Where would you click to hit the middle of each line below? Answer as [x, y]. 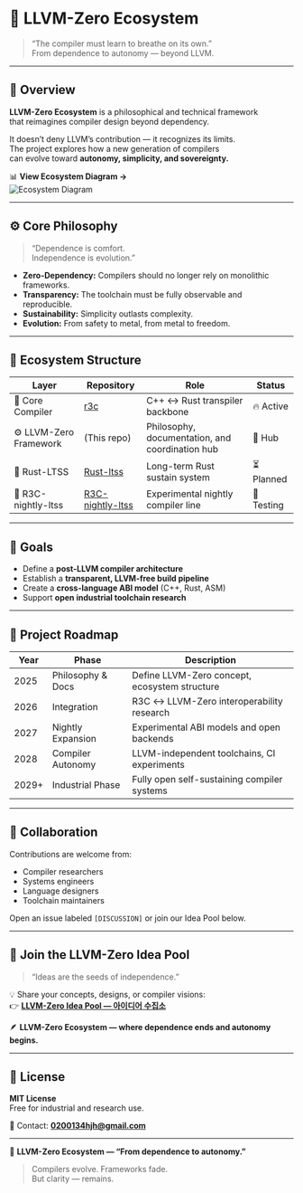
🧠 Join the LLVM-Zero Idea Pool [100, 955]
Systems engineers [58, 881]
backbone [167, 412]
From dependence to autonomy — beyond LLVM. [123, 52]
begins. [24, 1040]
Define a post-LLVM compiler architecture [102, 569]
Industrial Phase [86, 785]
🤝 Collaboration [54, 833]
